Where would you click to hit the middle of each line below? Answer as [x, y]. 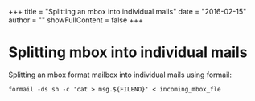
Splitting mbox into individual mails [128, 53]
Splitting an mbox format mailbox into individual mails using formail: [120, 75]
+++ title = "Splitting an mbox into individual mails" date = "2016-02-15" [127, 12]
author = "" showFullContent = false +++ [76, 20]
